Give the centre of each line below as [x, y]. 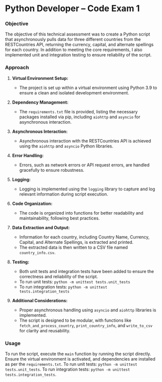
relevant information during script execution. [64, 194]
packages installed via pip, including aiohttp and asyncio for [80, 117]
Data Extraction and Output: [41, 227]
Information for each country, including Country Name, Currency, [84, 237]
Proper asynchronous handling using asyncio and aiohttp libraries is [88, 310]
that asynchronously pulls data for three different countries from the [73, 39]
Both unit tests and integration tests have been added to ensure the [87, 271]
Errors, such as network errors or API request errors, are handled [84, 165]
